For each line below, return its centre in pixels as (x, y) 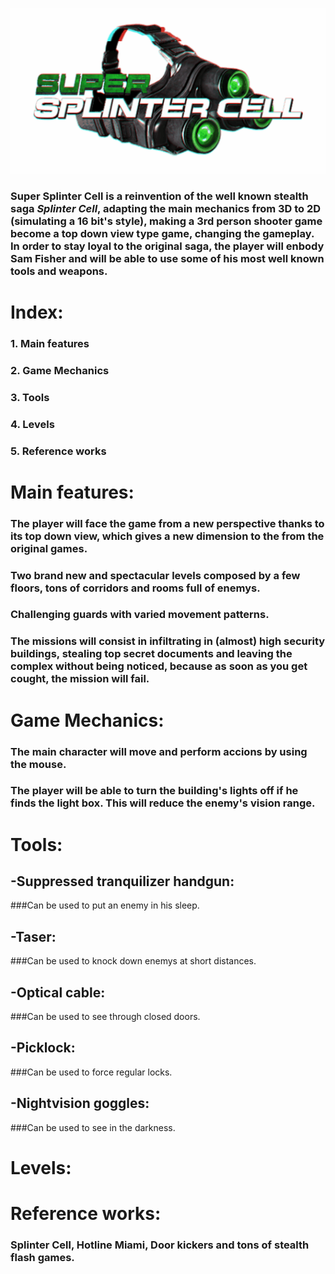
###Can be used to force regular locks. (91, 1072)
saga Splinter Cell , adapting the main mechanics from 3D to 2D (166, 208)
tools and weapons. (59, 271)
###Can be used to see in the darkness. (93, 1127)
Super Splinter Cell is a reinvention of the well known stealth (159, 196)
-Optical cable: (58, 992)
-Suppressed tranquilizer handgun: (122, 881)
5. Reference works (58, 451)
